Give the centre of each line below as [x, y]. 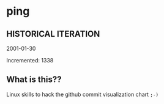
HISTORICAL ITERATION [53, 34]
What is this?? [34, 80]
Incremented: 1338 [30, 60]
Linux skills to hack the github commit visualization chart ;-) [83, 94]
